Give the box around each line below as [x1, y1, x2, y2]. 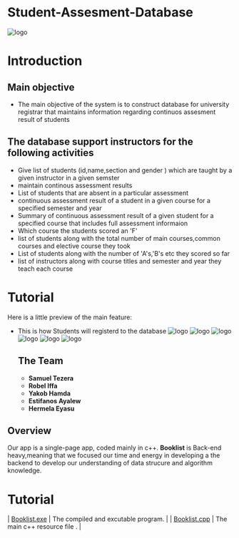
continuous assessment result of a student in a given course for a [17, 196, 210, 205]
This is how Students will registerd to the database [17, 326, 167, 335]
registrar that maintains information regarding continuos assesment [17, 108, 216, 116]
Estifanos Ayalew [28, 396, 81, 405]
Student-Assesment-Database [7, 4, 194, 21]
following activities [7, 147, 94, 159]
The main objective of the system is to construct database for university [17, 100, 230, 108]
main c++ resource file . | [7, 522, 82, 531]
